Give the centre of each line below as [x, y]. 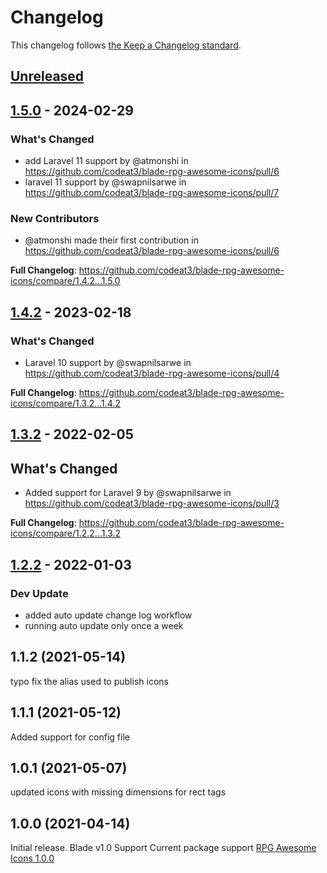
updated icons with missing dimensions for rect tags [118, 792]
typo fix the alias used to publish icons [89, 681]
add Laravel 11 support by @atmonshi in [106, 161]
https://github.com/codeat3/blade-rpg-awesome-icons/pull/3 [152, 503]
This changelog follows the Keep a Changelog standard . [126, 45]
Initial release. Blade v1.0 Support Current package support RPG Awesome [163, 848]
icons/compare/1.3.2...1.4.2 [65, 403]
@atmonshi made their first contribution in [111, 240]
